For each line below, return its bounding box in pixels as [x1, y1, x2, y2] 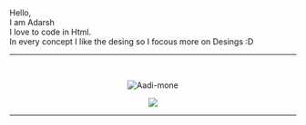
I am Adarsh [9, 17, 55, 27]
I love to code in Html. [9, 26, 92, 37]
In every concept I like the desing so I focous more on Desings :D [9, 36, 254, 47]
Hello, [9, 7, 32, 18]
